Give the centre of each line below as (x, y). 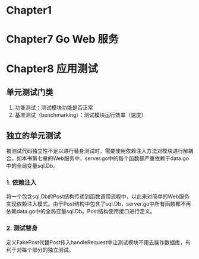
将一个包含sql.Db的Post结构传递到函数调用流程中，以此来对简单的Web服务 (98, 197)
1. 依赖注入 (21, 183)
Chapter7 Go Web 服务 (62, 39)
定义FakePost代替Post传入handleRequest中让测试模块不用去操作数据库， (96, 242)
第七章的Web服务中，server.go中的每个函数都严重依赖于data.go (110, 158)
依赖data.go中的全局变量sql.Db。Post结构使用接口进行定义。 (81, 212)
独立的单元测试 (34, 135)
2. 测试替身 (22, 228)
